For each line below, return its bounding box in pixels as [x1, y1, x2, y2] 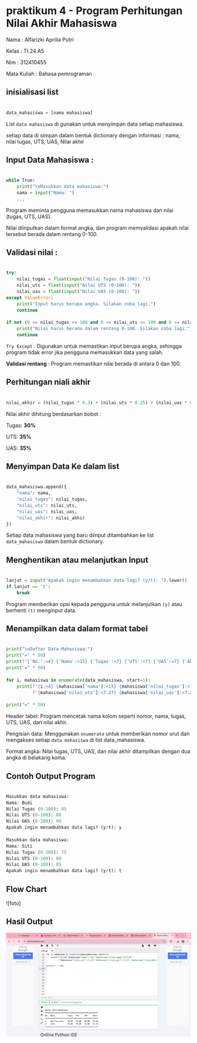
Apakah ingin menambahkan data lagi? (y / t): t [6, 868, 122, 874]
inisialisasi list [6, 87, 59, 97]
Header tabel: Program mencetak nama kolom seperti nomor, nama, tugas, [6, 712, 186, 720]
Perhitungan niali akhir [6, 377, 91, 387]
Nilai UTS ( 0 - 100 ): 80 [6, 856, 62, 862]
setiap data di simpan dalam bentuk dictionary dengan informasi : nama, [6, 132, 181, 139]
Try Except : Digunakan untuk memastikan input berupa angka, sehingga [6, 342, 182, 349]
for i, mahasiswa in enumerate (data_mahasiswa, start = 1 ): [6, 677, 151, 683]
